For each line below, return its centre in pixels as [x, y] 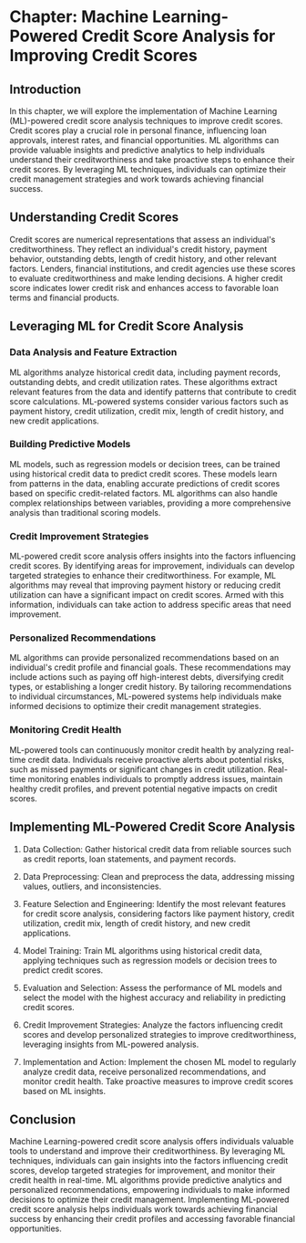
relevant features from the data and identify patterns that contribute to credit [153, 392]
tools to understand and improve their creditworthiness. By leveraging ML [148, 1151]
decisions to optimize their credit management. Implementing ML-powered [149, 1200]
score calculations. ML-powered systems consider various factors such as [149, 401]
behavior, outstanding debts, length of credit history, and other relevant [143, 258]
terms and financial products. [65, 298]
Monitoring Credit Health [66, 730]
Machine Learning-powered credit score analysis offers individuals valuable [152, 1142]
